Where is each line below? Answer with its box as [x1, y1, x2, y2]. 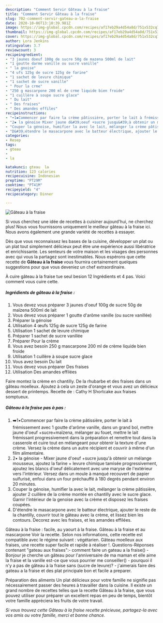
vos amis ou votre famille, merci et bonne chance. [5, 612, 105, 618]
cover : [5, 34, 19, 39]
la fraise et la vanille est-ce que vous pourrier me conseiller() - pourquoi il [5, 557, 152, 563]
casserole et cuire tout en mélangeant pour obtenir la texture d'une [12, 440, 147, 446]
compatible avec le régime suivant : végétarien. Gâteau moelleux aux [5, 537, 143, 543]
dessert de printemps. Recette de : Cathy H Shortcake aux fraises [5, 388, 136, 394]
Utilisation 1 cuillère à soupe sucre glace [12, 353, 93, 359]
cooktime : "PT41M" [5, 183, 43, 188]
